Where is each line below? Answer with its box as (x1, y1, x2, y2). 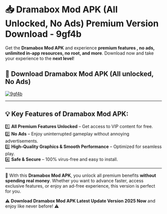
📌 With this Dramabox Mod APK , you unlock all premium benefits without (5, 172, 157, 178)
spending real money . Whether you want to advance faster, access (5, 177, 144, 184)
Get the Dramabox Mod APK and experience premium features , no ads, (5, 45, 155, 51)
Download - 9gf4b (5, 28, 82, 40)
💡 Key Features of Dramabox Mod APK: (5, 110, 129, 118)
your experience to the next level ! (5, 55, 75, 61)
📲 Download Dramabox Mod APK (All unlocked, (5, 70, 154, 78)
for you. (5, 188, 21, 194)
